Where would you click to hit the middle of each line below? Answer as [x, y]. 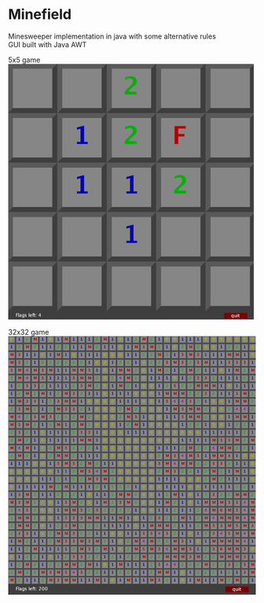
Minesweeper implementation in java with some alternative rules [112, 36]
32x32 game [29, 332]
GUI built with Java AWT [48, 44]
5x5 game [24, 60]
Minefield [40, 15]
